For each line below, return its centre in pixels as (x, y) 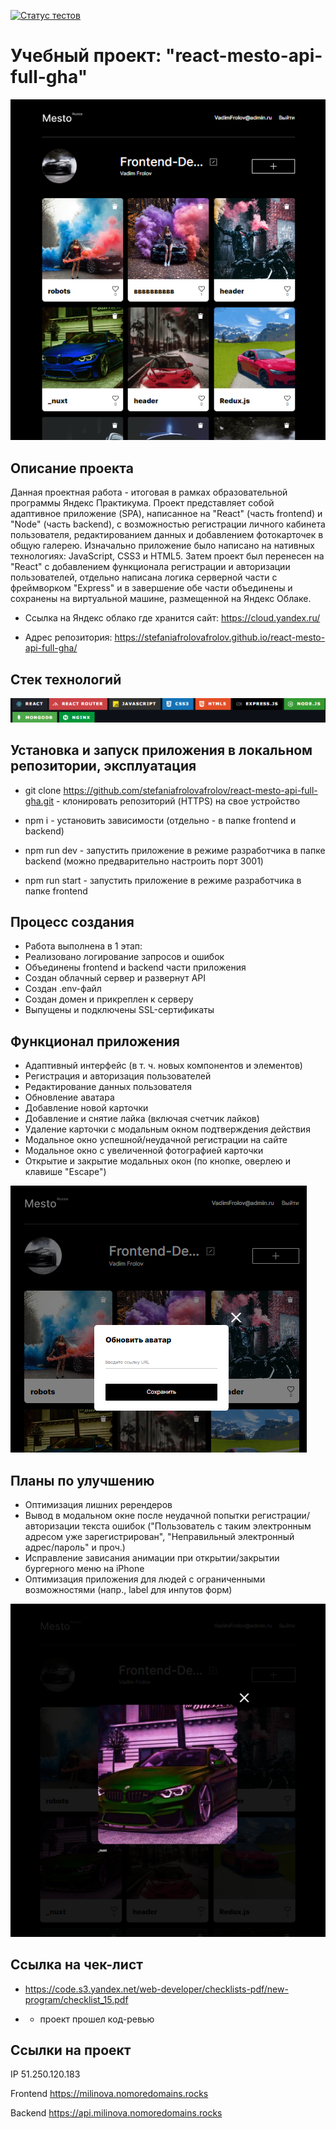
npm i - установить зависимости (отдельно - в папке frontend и (160, 820)
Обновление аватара (69, 1097)
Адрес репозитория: (68, 637)
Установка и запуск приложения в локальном (161, 750)
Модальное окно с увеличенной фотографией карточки (144, 1151)
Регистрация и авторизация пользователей (118, 1076)
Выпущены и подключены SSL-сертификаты (119, 1010)
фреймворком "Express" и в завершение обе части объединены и (151, 588)
